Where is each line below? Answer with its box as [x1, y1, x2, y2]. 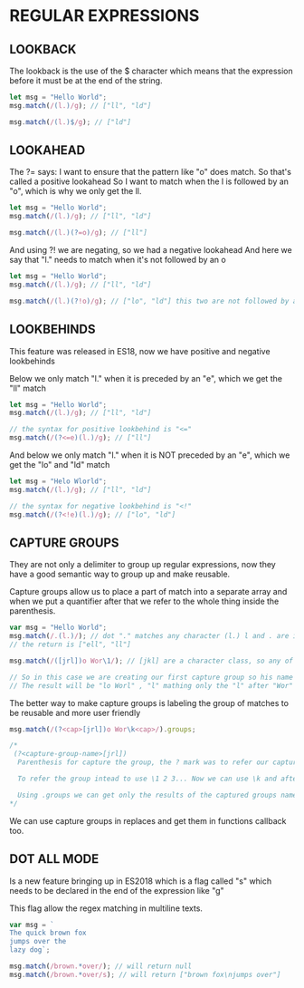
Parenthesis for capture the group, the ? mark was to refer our [17, 758, 270, 767]
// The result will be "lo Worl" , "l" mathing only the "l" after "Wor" [9, 681, 294, 690]
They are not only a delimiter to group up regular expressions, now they [9, 559, 276, 570]
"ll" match [9, 383, 47, 393]
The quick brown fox [9, 928, 88, 938]
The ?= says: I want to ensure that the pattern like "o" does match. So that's [9, 167, 292, 178]
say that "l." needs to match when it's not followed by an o [9, 255, 226, 266]
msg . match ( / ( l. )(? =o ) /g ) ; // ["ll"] [9, 228, 147, 237]
